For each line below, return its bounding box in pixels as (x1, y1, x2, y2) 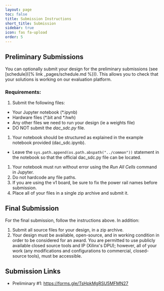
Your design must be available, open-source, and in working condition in (12, 232, 160, 238)
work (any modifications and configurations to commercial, (12, 248, 132, 254)
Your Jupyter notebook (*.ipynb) (12, 109, 78, 115)
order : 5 (5, 35, 23, 40)
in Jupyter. (12, 169, 34, 175)
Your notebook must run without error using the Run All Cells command (12, 164, 157, 170)
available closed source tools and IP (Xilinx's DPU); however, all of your (12, 242, 157, 248)
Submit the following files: (12, 99, 66, 106)
